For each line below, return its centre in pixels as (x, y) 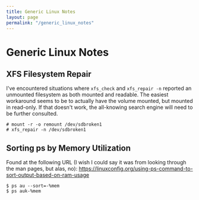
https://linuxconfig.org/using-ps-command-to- (136, 169)
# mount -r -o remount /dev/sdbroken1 (54, 125)
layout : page (22, 17)
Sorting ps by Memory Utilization (69, 148)
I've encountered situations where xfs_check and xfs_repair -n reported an (99, 88)
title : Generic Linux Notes (41, 12)
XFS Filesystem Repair (49, 74)
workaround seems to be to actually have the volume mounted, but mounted (99, 101)
